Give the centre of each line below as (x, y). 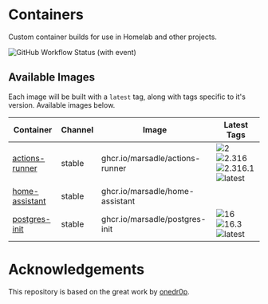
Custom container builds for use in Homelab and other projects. (113, 37)
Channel (77, 129)
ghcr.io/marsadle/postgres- (154, 219)
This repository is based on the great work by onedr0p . (99, 291)
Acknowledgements (77, 269)
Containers (46, 15)
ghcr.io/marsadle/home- (148, 191)
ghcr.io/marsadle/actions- (151, 158)
